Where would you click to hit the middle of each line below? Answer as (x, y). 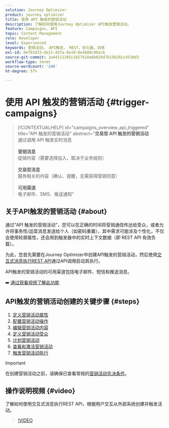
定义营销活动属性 (30, 314)
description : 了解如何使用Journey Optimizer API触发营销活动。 (68, 24)
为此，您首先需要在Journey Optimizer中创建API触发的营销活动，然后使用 (81, 255)
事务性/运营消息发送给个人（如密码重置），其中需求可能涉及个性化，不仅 (89, 231)
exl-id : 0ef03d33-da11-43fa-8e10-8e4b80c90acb (55, 52)
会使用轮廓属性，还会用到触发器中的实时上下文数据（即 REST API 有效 (78, 237)
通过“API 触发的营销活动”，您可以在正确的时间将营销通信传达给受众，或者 (82, 225)
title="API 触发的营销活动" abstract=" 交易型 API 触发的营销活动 (83, 133)
